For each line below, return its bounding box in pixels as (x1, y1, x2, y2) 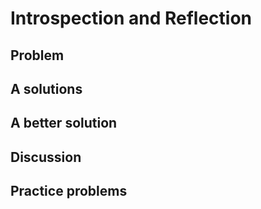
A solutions (10, 80, 83, 97)
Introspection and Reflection (10, 7, 253, 30)
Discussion (10, 148, 82, 166)
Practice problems (10, 183, 128, 200)
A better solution (10, 115, 118, 132)
